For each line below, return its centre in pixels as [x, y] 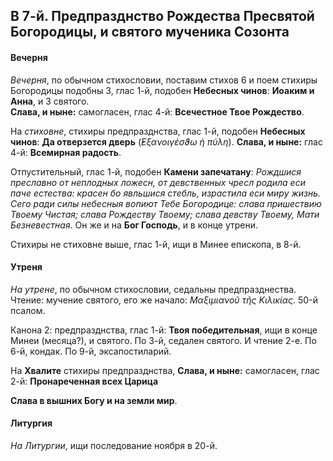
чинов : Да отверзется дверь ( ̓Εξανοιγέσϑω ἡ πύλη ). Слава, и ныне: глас [166, 141]
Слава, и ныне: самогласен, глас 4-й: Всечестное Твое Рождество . [157, 111]
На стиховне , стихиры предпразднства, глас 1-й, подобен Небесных [158, 131]
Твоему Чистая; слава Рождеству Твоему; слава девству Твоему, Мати [165, 214]
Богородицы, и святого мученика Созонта [150, 32]
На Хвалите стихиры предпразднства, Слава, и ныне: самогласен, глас [165, 370]
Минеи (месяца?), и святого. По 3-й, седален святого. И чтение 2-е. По [163, 340]
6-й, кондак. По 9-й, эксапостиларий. [91, 351]
